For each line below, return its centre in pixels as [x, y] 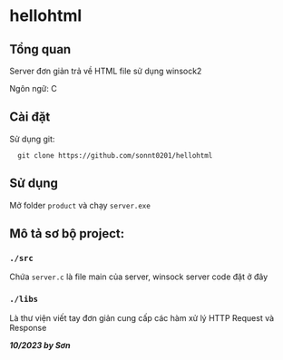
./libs [24, 299]
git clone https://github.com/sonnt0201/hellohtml [115, 155]
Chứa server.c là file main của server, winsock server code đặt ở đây [139, 277]
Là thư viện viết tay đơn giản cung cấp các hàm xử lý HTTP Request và [142, 317]
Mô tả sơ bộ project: [67, 234]
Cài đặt [30, 117]
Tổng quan [40, 49]
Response [28, 327]
